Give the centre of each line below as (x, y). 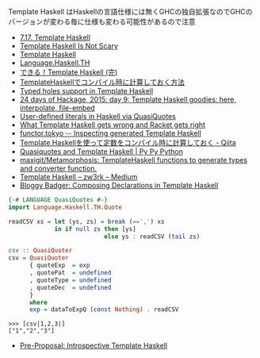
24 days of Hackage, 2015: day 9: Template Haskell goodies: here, (128, 99)
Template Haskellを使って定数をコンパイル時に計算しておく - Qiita (128, 142)
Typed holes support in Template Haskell (86, 91)
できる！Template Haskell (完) (69, 72)
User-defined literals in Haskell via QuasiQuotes (97, 116)
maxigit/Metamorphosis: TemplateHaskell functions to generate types (134, 160)
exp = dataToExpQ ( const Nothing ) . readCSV (104, 310)
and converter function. (58, 168)
